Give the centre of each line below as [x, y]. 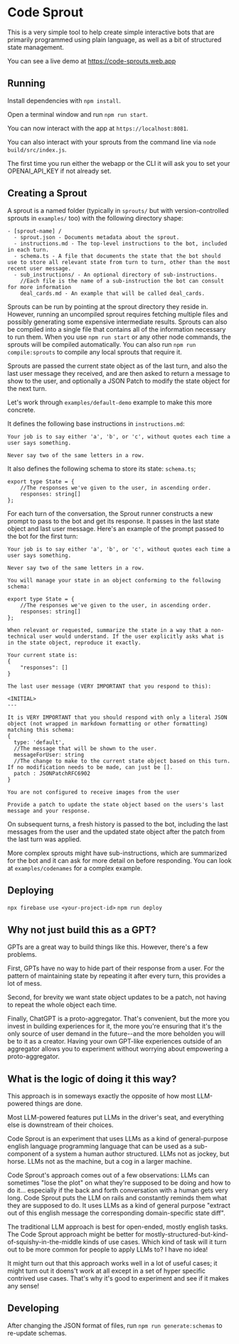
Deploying [31, 890]
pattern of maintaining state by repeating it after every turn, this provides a [117, 976]
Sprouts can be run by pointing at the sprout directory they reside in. [108, 306]
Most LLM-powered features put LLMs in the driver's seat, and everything [116, 1117]
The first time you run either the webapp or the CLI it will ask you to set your [119, 163]
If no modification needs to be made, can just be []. [90, 767]
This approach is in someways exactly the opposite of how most [101, 1096]
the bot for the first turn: [43, 536]
